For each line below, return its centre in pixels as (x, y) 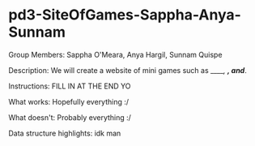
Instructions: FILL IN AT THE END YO (70, 86)
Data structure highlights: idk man (65, 133)
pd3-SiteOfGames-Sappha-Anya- (125, 15)
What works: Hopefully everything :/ (69, 101)
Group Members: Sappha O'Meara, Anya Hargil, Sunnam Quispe (115, 54)
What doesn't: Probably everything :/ (70, 117)
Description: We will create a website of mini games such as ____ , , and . (127, 70)
